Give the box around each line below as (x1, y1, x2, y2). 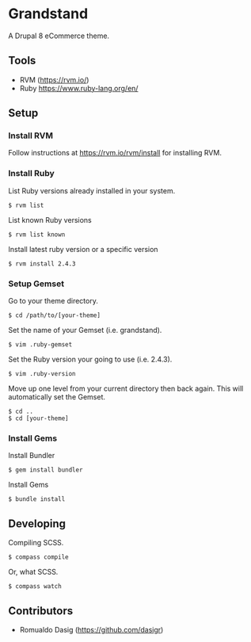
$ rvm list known (8, 231, 66, 239)
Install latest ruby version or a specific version (8, 244, 158, 254)
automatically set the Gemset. (8, 392, 105, 402)
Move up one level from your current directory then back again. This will (8, 384, 244, 393)
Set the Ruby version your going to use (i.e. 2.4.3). (8, 354, 173, 365)
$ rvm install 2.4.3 (8, 259, 77, 268)
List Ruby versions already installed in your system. (8, 185, 176, 195)
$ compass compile (8, 553, 69, 561)
